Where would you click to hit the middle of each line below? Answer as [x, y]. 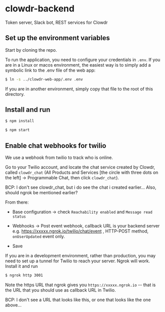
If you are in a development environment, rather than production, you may [81, 256]
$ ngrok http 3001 [24, 275]
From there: [17, 202]
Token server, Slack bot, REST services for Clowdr [56, 22]
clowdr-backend [40, 9]
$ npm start [17, 130]
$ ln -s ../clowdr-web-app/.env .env [44, 79]
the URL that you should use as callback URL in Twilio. [60, 290]
